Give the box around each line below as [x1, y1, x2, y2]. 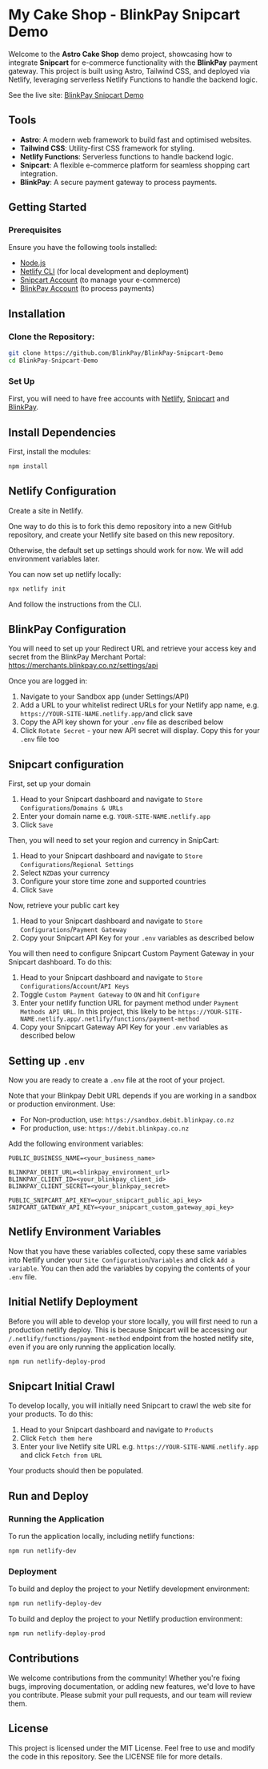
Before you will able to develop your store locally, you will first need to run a [8, 1316, 258, 1326]
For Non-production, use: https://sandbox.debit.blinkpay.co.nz [19, 1114, 234, 1124]
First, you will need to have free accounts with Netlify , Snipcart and [8, 394, 230, 404]
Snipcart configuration [8, 757, 124, 771]
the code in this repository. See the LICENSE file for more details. [8, 1751, 222, 1761]
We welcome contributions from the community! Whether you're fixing [8, 1673, 241, 1682]
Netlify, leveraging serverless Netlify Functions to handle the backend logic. [8, 75, 258, 84]
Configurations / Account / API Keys [19, 981, 130, 991]
